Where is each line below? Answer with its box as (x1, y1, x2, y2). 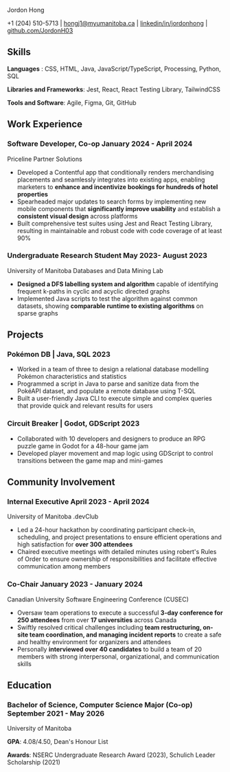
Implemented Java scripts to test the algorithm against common (16, 294, 198, 302)
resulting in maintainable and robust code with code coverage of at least (16, 226, 222, 234)
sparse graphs (16, 309, 58, 317)
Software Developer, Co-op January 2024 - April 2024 (7, 139, 193, 148)
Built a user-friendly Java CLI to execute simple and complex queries (16, 395, 212, 403)
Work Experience (7, 118, 83, 130)
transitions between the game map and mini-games (16, 456, 163, 465)
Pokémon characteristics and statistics (16, 373, 127, 381)
